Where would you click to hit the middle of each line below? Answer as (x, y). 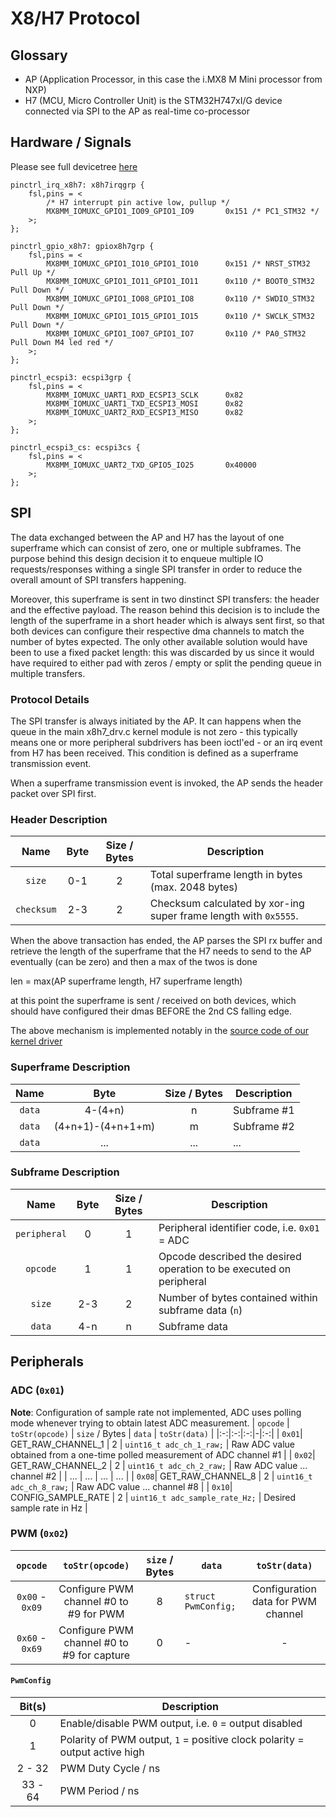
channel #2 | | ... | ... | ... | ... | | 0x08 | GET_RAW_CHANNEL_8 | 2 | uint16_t (161, 1476)
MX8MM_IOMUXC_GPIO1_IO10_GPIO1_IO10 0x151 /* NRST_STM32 (178, 263)
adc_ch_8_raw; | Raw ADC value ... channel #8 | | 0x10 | (121, 1486)
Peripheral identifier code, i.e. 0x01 (239, 1227)
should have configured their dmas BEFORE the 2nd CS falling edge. (151, 1011)
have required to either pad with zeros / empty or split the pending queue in (166, 663)
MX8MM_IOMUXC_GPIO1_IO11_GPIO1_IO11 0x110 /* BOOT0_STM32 (180, 281)
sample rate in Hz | (49, 1508)
